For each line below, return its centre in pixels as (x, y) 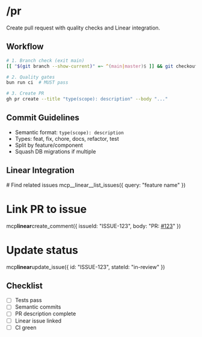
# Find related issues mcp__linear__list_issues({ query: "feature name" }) (96, 185)
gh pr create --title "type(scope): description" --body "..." (87, 99)
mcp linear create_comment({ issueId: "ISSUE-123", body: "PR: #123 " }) (94, 226)
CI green (26, 327)
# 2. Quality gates (31, 77)
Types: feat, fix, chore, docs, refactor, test (67, 138)
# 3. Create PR (25, 94)
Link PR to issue (47, 209)
